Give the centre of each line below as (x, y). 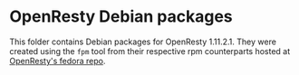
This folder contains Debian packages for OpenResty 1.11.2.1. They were (143, 42)
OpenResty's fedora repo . (58, 61)
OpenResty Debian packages (121, 17)
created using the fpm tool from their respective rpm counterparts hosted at (150, 51)
